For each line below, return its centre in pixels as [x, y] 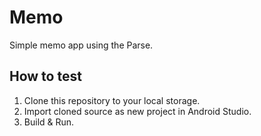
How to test [45, 76]
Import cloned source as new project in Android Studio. [137, 111]
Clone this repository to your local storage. [112, 100]
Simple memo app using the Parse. [81, 45]
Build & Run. [49, 122]
